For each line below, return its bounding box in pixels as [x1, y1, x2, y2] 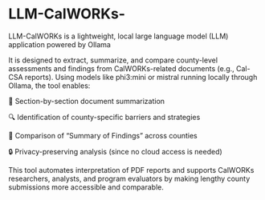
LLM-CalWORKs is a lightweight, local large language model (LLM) [8, 31, 229, 41]
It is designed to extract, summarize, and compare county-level [8, 55, 218, 65]
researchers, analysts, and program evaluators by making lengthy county [8, 174, 251, 183]
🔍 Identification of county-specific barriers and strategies [8, 112, 201, 122]
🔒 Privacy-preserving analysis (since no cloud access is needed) [8, 146, 222, 156]
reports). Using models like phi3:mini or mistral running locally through [24, 72, 258, 82]
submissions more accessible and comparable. [8, 182, 165, 192]
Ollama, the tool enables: [8, 81, 91, 90]
